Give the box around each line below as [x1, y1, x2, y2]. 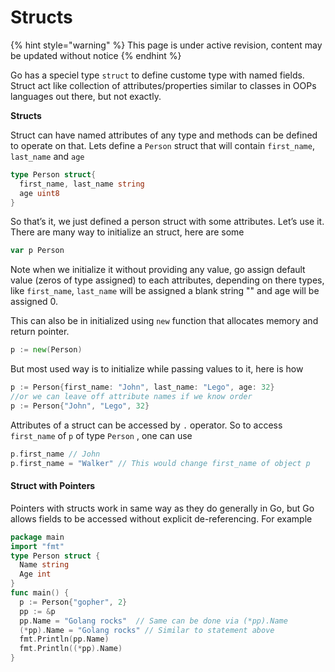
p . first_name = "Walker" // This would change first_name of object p [10, 458, 311, 468]
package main [10, 532, 65, 542]
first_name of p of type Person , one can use [10, 429, 193, 441]
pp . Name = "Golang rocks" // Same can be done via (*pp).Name [19, 616, 288, 626]
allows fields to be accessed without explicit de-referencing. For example [10, 512, 313, 525]
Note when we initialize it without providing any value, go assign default [10, 264, 306, 276]
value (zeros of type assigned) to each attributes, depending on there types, [10, 274, 325, 286]
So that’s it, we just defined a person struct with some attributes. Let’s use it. [10, 216, 325, 228]
